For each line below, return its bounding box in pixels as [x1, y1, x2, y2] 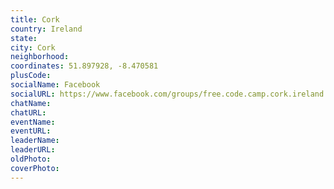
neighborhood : [10, 52, 70, 62]
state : [10, 33, 38, 43]
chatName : [10, 98, 52, 108]
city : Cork [10, 42, 56, 53]
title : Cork [10, 14, 60, 25]
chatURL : [10, 107, 47, 118]
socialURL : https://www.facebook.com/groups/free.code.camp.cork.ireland [10, 89, 325, 99]
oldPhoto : [10, 154, 52, 164]
